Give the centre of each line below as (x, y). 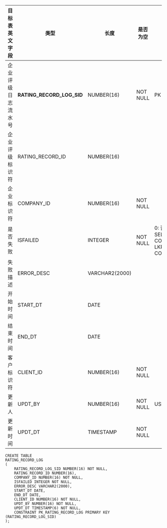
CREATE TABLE (19, 456)
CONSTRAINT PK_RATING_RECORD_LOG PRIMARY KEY (62, 513)
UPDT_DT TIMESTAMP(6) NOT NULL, (47, 508)
